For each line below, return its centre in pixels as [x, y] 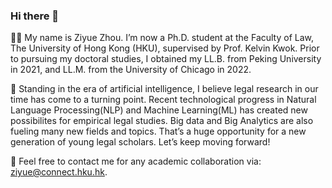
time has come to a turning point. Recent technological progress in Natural [163, 100]
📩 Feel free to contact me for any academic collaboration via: [136, 161]
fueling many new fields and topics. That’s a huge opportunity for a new [158, 131]
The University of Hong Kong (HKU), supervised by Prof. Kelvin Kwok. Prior [165, 48]
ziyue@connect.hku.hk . [59, 172]
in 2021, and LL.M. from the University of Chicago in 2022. [131, 70]
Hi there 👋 [35, 16]
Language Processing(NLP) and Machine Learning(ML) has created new [159, 110]
